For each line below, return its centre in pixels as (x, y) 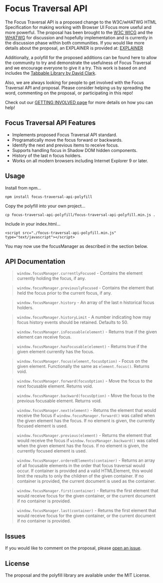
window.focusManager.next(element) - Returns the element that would (87, 410)
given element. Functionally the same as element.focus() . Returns (83, 367)
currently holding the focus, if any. (51, 279)
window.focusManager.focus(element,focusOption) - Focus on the (82, 361)
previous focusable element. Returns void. (59, 401)
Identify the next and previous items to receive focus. (65, 145)
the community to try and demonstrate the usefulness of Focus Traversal (78, 63)
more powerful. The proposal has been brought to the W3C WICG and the (79, 32)
